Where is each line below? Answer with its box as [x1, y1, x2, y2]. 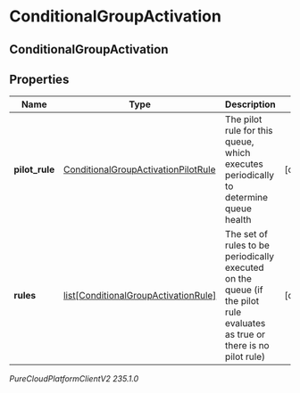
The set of [224, 228, 268, 241]
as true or [224, 328, 266, 340]
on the [224, 273, 252, 285]
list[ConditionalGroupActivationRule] [62, 290, 217, 302]
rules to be [224, 239, 271, 251]
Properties [9, 71, 70, 86]
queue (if [224, 283, 263, 296]
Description [224, 98, 277, 111]
